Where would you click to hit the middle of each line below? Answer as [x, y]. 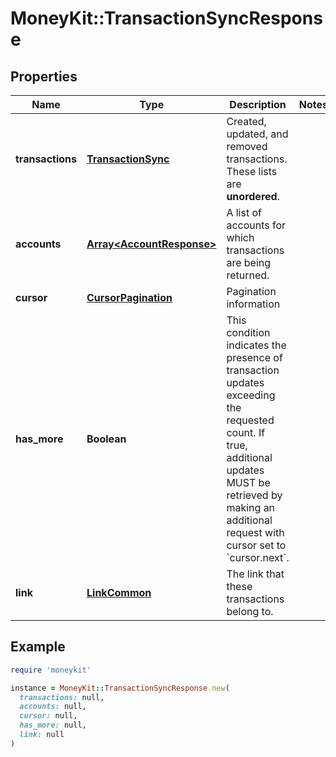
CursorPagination [129, 297]
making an [251, 507]
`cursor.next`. [258, 557]
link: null [42, 735]
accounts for [256, 225]
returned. [248, 275]
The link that [255, 574]
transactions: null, [62, 697]
